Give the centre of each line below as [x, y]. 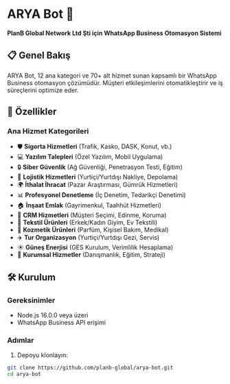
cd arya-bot [24, 374]
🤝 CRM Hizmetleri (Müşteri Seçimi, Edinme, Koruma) [92, 215]
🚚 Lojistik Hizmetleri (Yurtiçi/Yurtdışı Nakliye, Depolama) [97, 177]
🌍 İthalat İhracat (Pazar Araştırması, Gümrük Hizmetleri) [97, 185]
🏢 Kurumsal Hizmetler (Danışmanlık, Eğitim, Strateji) [91, 255]
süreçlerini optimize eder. [43, 90]
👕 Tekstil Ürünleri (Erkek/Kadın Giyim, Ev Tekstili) [87, 223]
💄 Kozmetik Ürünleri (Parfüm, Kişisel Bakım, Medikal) [93, 230]
